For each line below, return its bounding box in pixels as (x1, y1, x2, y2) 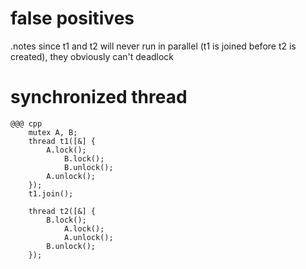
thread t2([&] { (28, 206, 97, 216)
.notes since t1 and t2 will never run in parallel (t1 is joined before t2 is (10, 40, 297, 52)
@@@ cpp (10, 118, 43, 129)
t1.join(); (28, 188, 74, 199)
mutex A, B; (28, 127, 78, 137)
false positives (10, 7, 135, 30)
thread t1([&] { (28, 136, 97, 146)
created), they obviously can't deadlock (10, 50, 175, 62)
